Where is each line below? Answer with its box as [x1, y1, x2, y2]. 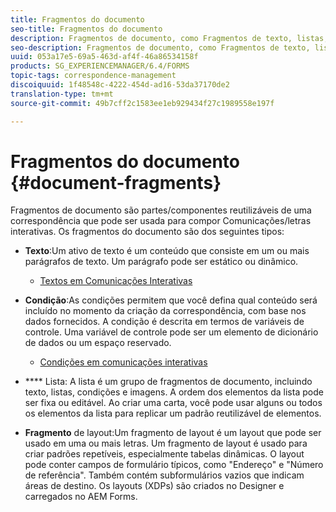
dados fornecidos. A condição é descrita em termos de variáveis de [24, 316, 305, 328]
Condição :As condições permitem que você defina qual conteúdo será [24, 294, 318, 306]
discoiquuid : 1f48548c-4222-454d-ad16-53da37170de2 [10, 80, 230, 90]
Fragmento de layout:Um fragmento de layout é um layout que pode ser [24, 427, 322, 439]
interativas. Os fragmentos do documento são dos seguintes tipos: [10, 226, 285, 238]
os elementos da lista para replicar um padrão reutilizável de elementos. [24, 407, 322, 420]
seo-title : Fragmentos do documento [10, 24, 163, 34]
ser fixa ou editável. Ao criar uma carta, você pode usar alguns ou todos [24, 397, 323, 409]
